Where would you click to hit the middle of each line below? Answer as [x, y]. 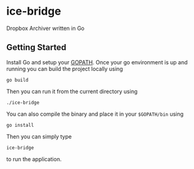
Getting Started [36, 47]
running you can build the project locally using [65, 69]
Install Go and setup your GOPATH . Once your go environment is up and [97, 62]
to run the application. [34, 159]
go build [17, 80]
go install [20, 125]
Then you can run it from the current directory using [72, 91]
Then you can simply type [39, 137]
